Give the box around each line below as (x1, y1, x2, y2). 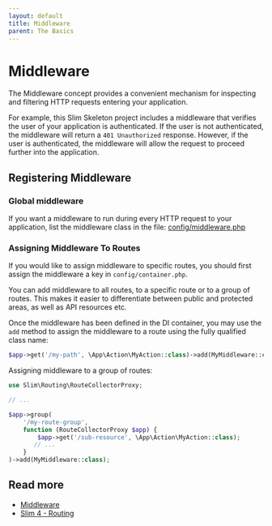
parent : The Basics (8, 27, 74, 35)
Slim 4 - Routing (19, 508, 74, 518)
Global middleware (8, 195, 84, 207)
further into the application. (8, 148, 100, 157)
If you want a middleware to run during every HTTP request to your (8, 214, 232, 223)
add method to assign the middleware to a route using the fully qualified (8, 327, 247, 336)
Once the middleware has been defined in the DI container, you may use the (8, 318, 261, 328)
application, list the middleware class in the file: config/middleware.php (8, 222, 246, 232)
